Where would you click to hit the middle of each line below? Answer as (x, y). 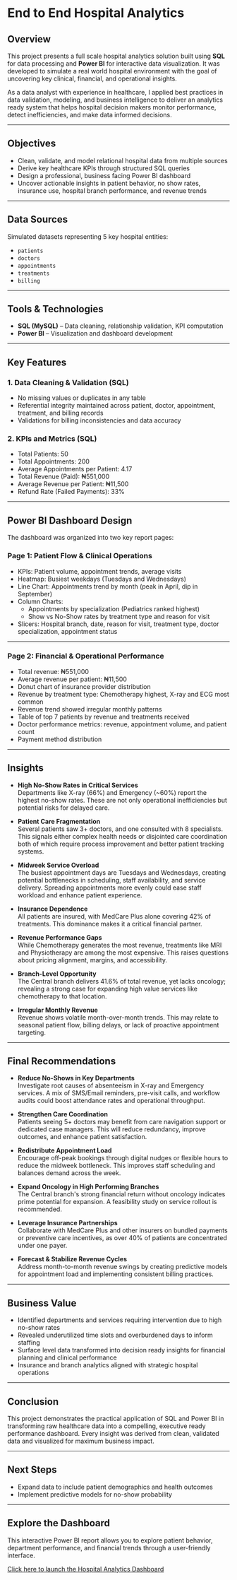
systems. (31, 851)
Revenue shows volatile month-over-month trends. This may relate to (118, 1017)
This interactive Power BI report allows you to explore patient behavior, (110, 1540)
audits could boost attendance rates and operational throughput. (111, 1101)
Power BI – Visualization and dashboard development (95, 334)
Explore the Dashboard (59, 1523)
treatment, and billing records (60, 413)
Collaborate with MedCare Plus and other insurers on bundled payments (122, 1230)
